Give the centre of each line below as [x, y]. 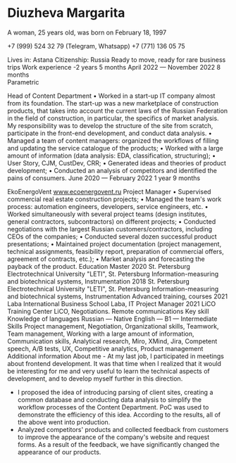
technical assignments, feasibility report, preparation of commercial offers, [116, 251]
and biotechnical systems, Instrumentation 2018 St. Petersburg [99, 281]
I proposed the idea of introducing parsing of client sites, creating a [115, 392]
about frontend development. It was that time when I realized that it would [114, 363]
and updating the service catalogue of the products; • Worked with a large [115, 148]
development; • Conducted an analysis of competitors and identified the [112, 170]
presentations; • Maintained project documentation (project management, [114, 243]
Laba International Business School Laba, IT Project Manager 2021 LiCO [112, 303]
